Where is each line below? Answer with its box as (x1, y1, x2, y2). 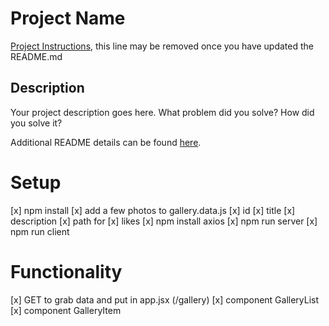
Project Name (10, 7, 126, 30)
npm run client (10, 225, 70, 237)
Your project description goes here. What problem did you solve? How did (10, 106, 315, 118)
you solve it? (10, 117, 63, 129)
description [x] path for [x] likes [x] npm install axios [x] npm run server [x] (10, 215, 318, 227)
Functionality (10, 260, 123, 283)
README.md (10, 50, 63, 62)
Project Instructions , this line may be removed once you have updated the (10, 40, 314, 52)
